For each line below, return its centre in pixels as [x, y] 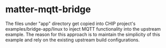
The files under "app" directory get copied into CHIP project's [70, 23]
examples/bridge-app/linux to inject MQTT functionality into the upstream [83, 29]
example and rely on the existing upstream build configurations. [72, 40]
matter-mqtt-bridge [48, 9]
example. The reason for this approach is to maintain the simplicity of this [83, 34]
